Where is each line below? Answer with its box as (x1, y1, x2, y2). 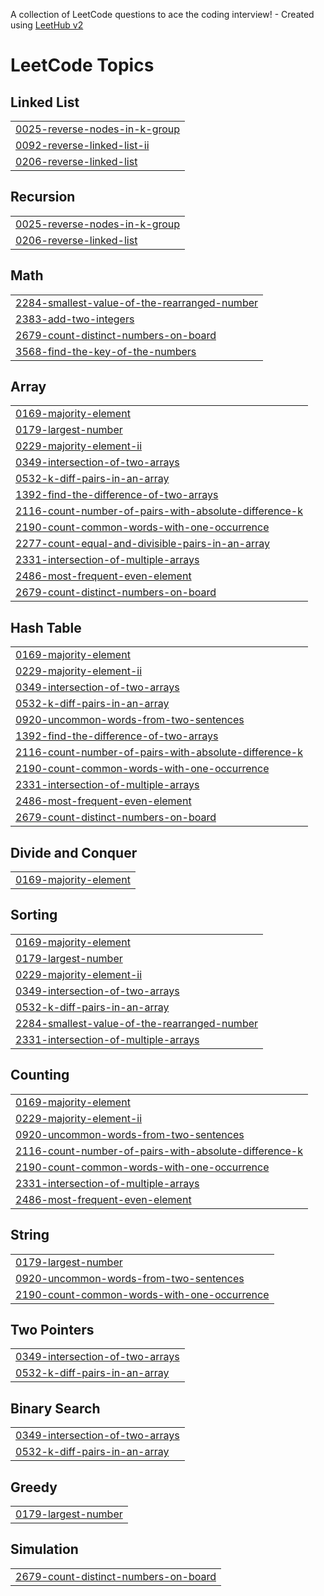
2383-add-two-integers (15, 312, 135, 326)
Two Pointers (10, 1321, 95, 1338)
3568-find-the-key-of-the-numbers (15, 344, 197, 358)
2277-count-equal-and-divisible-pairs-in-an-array (15, 537, 270, 551)
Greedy (10, 1479, 58, 1496)
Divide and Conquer (10, 844, 138, 861)
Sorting (10, 907, 58, 924)
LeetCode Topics (10, 54, 155, 77)
